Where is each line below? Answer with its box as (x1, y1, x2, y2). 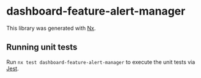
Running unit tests (6, 42, 78, 52)
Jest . (6, 65, 20, 72)
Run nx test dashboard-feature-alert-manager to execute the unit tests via (6, 58, 196, 65)
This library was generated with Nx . (6, 24, 96, 32)
